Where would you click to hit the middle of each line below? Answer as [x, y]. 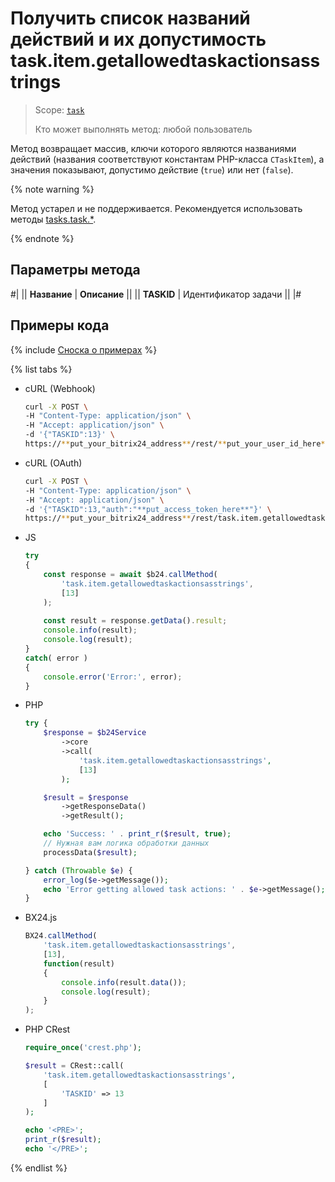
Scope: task [59, 109]
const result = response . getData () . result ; [135, 621]
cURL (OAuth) [53, 463]
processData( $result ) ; [90, 852]
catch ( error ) [56, 658]
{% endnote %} [42, 238]
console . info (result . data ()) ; [124, 982]
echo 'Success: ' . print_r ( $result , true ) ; [137, 834]
